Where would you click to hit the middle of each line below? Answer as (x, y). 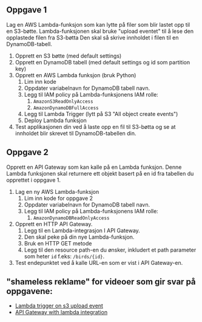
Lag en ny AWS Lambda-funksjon (57, 191)
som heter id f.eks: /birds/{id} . (64, 256)
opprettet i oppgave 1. (33, 180)
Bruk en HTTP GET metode (58, 243)
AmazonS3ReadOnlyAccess (63, 101)
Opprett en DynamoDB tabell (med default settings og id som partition (102, 62)
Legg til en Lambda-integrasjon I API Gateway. (82, 230)
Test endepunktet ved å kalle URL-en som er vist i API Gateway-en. (99, 262)
